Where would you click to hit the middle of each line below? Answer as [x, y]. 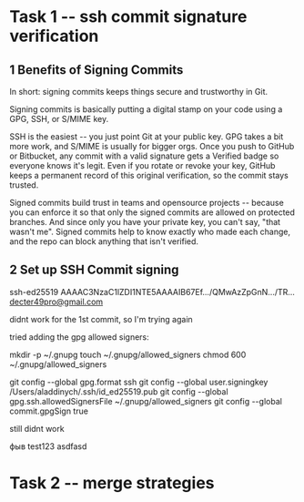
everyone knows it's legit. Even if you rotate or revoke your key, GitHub [142, 165]
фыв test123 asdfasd [48, 446]
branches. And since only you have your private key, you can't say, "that [145, 222]
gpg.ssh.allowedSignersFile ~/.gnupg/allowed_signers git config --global [146, 401]
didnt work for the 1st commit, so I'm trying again [101, 319]
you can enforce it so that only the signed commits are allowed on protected [152, 212]
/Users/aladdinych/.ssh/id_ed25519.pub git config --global [119, 391]
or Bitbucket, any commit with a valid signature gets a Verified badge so [144, 156]
